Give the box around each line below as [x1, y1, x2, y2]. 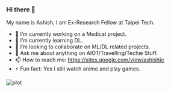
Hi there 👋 [6, 5, 36, 14]
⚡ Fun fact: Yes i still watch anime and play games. [14, 65, 141, 72]
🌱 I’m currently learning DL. [14, 37, 83, 44]
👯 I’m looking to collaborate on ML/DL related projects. [14, 43, 151, 50]
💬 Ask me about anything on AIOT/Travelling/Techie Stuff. [14, 50, 158, 57]
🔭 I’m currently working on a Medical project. [14, 30, 126, 38]
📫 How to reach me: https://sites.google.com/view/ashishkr [14, 56, 165, 63]
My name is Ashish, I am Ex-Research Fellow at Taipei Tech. [6, 19, 155, 26]
